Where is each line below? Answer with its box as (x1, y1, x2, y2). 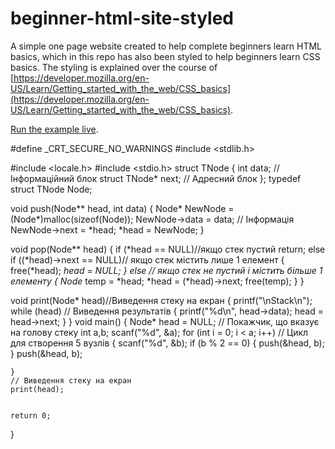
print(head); (10, 384, 65, 394)
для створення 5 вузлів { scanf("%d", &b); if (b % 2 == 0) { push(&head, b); (10, 337, 325, 349)
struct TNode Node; (10, 183, 93, 195)
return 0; (10, 410, 52, 421)
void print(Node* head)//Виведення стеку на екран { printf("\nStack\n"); (10, 294, 313, 306)
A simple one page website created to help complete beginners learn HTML (10, 40, 323, 52)
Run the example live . (10, 123, 99, 135)
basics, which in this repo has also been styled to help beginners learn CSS (10, 50, 321, 62)
